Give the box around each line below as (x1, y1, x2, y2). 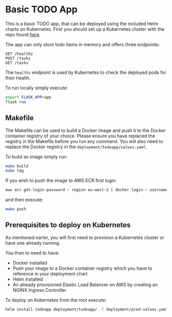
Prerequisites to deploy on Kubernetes (5, 221, 131, 229)
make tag (5, 168, 24, 173)
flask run (5, 99, 27, 105)
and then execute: (5, 196, 44, 203)
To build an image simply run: (5, 153, 68, 160)
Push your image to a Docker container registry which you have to (12, 265, 153, 271)
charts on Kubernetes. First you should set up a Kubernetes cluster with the (5, 26, 165, 32)
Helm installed (12, 276, 44, 282)
